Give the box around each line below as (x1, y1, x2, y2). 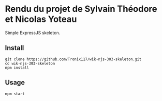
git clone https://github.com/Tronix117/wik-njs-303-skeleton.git (5, 57, 142, 62)
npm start (5, 91, 25, 96)
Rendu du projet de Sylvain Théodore (5, 3, 157, 15)
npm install (5, 65, 29, 70)
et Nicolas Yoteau (5, 14, 77, 25)
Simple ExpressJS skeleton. (5, 30, 60, 35)
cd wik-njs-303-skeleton (5, 61, 55, 66)
